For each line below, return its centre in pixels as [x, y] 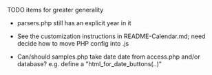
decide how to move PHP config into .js [73, 43]
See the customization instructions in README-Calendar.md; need [111, 36]
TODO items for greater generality [55, 10]
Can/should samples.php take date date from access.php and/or [109, 57]
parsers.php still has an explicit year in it [74, 23]
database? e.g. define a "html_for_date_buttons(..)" [89, 64]
